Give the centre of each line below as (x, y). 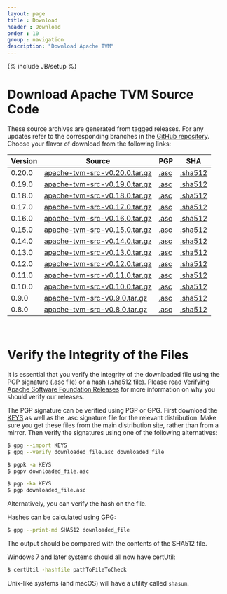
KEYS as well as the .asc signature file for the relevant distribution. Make (112, 417)
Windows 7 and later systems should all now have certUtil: (91, 557)
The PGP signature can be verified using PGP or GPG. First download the (112, 410)
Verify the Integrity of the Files (98, 355)
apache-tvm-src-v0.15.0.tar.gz (98, 230)
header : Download (34, 27)
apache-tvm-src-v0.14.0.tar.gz (98, 241)
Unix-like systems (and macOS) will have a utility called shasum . (98, 583)
